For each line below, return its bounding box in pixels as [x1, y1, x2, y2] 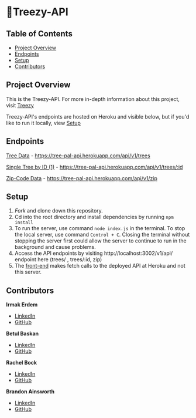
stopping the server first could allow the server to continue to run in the [14, 237, 187, 244]
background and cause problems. [14, 244, 97, 251]
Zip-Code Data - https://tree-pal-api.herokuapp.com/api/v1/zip [6, 174, 158, 181]
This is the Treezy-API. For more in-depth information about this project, [6, 95, 180, 102]
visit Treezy [6, 102, 34, 109]
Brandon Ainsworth [6, 388, 55, 395]
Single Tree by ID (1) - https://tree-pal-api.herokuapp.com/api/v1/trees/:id [6, 163, 183, 170]
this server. [14, 268, 42, 275]
